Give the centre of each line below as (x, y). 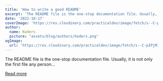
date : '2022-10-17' (25, 18)
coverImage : (17, 23)
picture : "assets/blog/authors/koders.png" (54, 37)
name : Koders (23, 32)
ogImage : (14, 41)
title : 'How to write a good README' (43, 9)
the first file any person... (30, 64)
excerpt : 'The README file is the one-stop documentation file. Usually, (81, 14)
